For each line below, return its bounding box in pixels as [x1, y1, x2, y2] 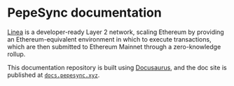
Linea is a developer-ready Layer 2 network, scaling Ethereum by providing [7, 28, 224, 36]
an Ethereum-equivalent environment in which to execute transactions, [7, 35, 212, 43]
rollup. [7, 50, 26, 58]
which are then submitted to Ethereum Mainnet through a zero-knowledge [7, 42, 221, 51]
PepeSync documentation [7, 5, 163, 21]
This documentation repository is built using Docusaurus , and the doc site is [7, 63, 227, 71]
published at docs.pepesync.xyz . [7, 71, 100, 79]
